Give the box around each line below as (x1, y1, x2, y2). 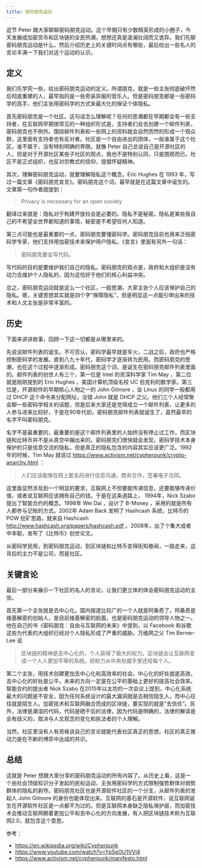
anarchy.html (6, 459, 38, 467)
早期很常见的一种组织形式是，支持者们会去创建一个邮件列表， (43, 120, 196, 128)
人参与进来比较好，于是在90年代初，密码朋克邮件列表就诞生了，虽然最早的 (6, 409, 192, 416)
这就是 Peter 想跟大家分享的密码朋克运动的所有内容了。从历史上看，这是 (6, 772, 186, 779)
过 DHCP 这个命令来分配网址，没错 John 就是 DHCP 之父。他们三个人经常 (6, 394, 189, 401)
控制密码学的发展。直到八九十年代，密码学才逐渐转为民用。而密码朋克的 (6, 356, 185, 363)
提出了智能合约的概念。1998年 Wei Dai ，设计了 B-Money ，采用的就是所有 (6, 500, 192, 507)
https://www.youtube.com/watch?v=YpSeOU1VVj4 (14, 848, 141, 855)
